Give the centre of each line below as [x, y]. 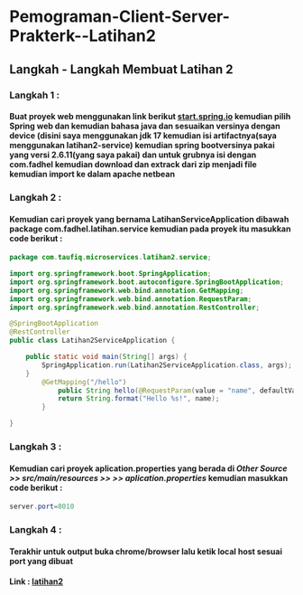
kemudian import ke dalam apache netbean [92, 175]
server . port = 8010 [42, 507]
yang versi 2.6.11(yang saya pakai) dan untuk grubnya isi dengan [133, 155]
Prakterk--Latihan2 [83, 36]
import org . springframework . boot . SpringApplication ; [110, 274]
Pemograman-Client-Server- [119, 17]
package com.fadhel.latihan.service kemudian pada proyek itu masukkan [150, 229]
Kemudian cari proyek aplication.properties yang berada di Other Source [148, 468]
